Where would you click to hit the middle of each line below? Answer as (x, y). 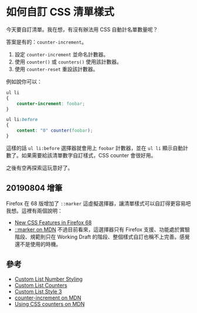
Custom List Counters (41, 285)
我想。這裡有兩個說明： (34, 211)
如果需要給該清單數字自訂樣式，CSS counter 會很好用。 (89, 155)
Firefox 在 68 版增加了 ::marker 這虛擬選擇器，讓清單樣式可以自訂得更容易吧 (98, 203)
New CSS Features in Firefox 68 (53, 222)
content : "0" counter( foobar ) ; (55, 131)
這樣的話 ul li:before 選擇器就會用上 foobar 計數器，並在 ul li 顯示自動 (95, 148)
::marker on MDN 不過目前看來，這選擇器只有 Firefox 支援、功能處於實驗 (102, 229)
